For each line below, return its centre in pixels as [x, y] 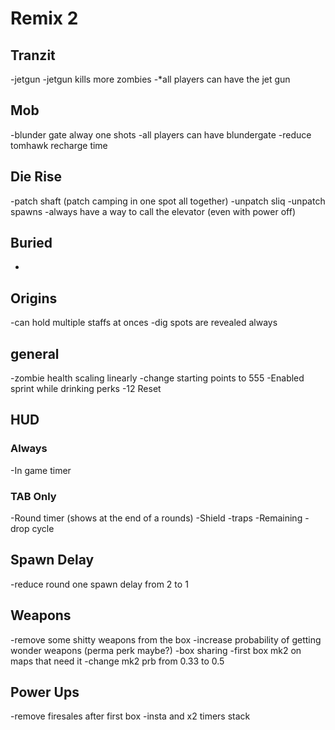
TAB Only [33, 496]
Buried [31, 243]
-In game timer [41, 470]
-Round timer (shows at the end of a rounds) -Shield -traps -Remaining [156, 518]
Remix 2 [44, 18]
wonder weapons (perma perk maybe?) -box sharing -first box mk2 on [156, 650]
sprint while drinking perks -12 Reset [86, 389]
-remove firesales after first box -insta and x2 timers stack [130, 716]
